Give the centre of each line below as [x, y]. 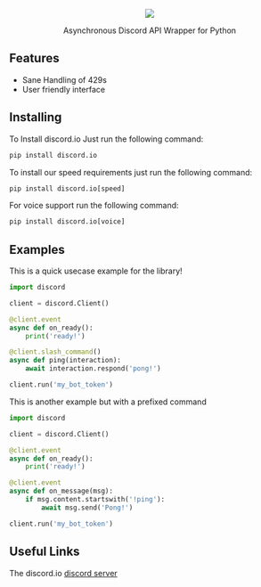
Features [34, 58]
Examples [37, 249]
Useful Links [45, 552]
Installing [36, 117]
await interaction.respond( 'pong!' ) [94, 369]
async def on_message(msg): [61, 491]
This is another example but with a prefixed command [108, 402]
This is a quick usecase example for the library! [96, 271]
